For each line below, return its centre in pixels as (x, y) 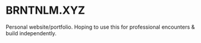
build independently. (31, 33)
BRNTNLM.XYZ (45, 10)
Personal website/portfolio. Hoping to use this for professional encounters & (100, 27)
